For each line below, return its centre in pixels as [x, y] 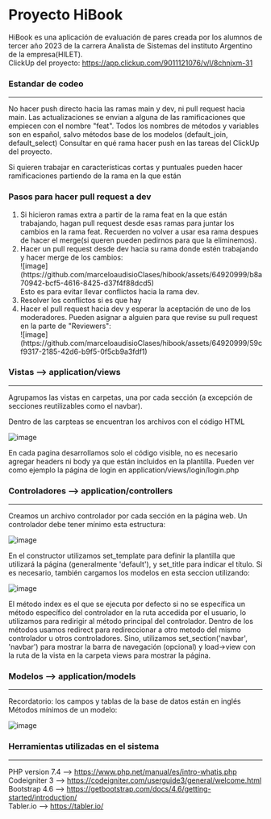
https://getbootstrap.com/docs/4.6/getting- [139, 788]
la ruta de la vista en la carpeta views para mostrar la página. [110, 655]
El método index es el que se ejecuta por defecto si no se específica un [127, 604]
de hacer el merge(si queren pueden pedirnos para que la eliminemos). [138, 240]
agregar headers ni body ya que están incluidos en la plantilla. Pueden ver [131, 461]
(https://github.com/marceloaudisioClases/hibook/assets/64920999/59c [141, 343]
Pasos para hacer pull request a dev [80, 197]
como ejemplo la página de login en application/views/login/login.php [124, 470]
